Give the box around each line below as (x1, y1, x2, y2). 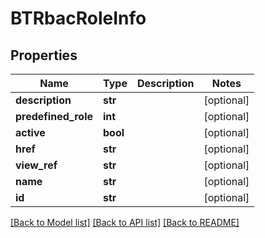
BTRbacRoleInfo (10, 7, 147, 30)
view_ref (15, 158, 58, 172)
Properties (10, 47, 78, 64)
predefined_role (15, 110, 94, 123)
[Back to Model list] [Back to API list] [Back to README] (10, 217, 240, 228)
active (15, 126, 46, 139)
